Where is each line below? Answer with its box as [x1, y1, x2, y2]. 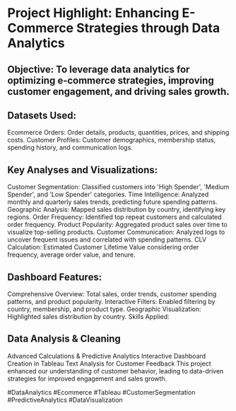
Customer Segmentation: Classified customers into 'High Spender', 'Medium [7, 183, 230, 191]
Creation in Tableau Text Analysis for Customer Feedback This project [7, 359, 211, 368]
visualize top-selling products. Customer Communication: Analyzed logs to [7, 228, 225, 237]
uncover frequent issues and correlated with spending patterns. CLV [7, 235, 207, 244]
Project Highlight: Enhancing [7, 5, 179, 21]
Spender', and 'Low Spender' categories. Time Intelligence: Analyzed [7, 190, 209, 199]
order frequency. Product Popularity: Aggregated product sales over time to [7, 220, 228, 229]
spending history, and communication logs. [7, 143, 133, 152]
